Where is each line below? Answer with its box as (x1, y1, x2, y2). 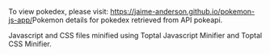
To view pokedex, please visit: (8, 7, 109, 16)
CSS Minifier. (8, 39, 52, 49)
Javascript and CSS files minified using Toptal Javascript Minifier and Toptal (8, 31, 263, 40)
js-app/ (8, 15, 33, 25)
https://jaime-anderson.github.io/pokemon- (110, 7, 255, 16)
